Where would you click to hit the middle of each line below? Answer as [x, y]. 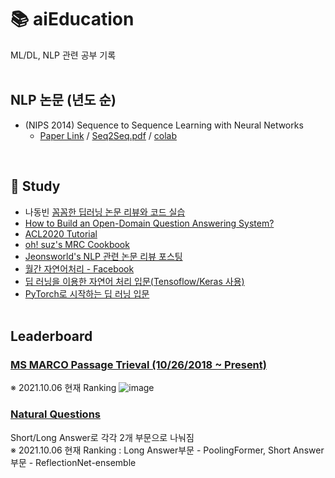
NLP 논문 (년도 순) [63, 100]
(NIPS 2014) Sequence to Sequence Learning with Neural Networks [164, 125]
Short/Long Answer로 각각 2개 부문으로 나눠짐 [102, 437]
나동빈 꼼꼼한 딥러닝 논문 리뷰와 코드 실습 [105, 212]
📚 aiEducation [72, 19]
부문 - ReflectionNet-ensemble [73, 462]
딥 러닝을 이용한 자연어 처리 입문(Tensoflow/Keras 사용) [134, 281]
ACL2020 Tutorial [61, 233]
